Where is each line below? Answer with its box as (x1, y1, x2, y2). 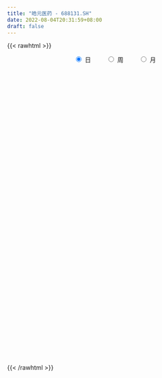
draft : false (7, 23, 44, 29)
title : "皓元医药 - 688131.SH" (7, 10, 92, 17)
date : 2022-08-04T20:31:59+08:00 (7, 16, 103, 23)
